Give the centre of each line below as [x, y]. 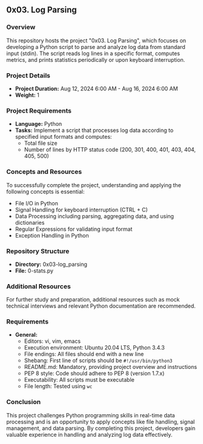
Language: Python [38, 124]
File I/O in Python [37, 203]
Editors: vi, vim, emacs [52, 341]
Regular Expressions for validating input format [74, 229]
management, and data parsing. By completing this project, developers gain [101, 428]
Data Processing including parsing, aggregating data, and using [95, 216]
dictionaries [30, 222]
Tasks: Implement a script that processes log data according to [94, 130]
